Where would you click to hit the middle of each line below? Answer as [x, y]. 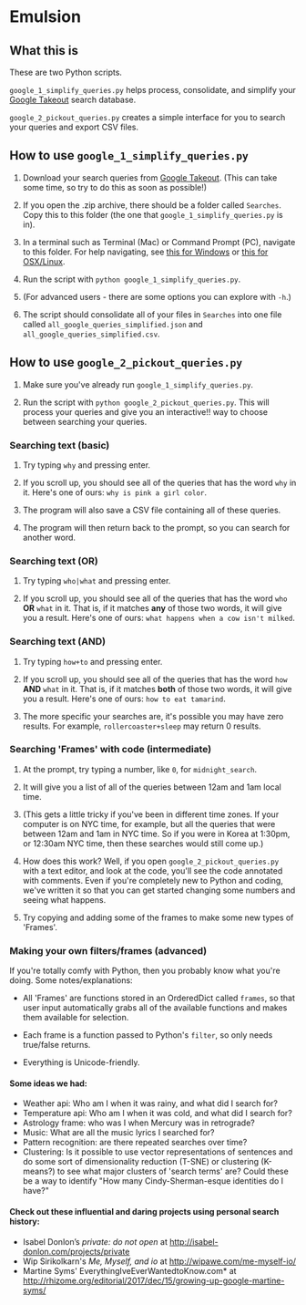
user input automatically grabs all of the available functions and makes [155, 1008]
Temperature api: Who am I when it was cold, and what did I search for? [158, 1113]
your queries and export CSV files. [74, 127]
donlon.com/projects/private [76, 1251]
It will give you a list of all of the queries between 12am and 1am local [152, 787]
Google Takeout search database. [73, 99]
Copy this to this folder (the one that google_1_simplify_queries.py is [153, 214]
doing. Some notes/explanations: [71, 980]
